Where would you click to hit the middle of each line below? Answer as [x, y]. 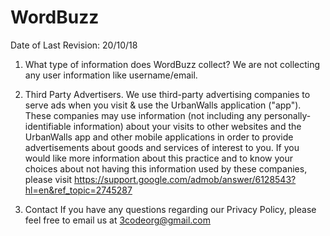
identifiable [48, 126]
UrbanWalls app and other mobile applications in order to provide [159, 137]
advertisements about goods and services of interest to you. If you [162, 147]
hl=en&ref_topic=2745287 [78, 190]
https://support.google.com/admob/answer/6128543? [185, 179]
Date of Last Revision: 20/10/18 [74, 45]
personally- [287, 115]
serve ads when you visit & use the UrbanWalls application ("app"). [163, 105]
